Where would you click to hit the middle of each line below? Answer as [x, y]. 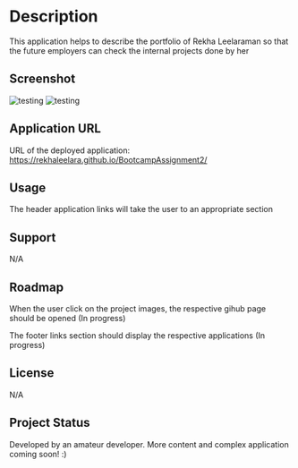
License [32, 373]
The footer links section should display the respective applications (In [137, 336]
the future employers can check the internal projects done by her [129, 50]
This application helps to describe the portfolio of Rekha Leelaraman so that [149, 41]
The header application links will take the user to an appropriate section [141, 209]
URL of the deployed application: [70, 150]
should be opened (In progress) [68, 318]
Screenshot [43, 79]
